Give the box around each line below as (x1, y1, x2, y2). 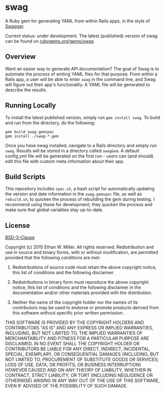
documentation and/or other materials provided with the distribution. (12, 290, 152, 296)
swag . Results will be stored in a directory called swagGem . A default (5, 148, 140, 154)
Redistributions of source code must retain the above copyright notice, (12, 264, 157, 270)
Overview (5, 53, 36, 61)
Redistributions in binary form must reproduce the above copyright (12, 279, 149, 285)
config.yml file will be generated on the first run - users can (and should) (5, 153, 154, 159)
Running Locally (5, 101, 56, 110)
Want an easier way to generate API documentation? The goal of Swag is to (5, 66, 160, 72)
